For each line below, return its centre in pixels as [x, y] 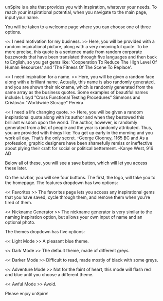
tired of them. [19, 202]
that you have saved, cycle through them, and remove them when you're [78, 197]
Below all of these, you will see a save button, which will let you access [76, 163]
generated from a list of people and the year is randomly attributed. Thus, [79, 128]
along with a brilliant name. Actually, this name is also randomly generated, [80, 82]
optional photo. [20, 222]
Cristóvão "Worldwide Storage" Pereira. [45, 103]
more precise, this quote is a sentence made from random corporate [73, 52]
